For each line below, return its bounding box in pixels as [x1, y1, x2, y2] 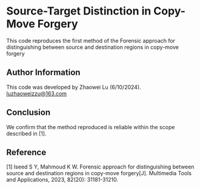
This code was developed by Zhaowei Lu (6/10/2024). [6, 83, 141, 91]
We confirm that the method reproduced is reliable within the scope [6, 123, 175, 130]
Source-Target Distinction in [6, 4, 152, 18]
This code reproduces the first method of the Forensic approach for [6, 37, 176, 44]
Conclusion [6, 107, 51, 118]
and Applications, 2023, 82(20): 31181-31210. [6, 176, 118, 184]
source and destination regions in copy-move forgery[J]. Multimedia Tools [6, 170, 192, 177]
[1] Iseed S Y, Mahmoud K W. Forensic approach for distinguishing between [6, 163, 195, 170]
